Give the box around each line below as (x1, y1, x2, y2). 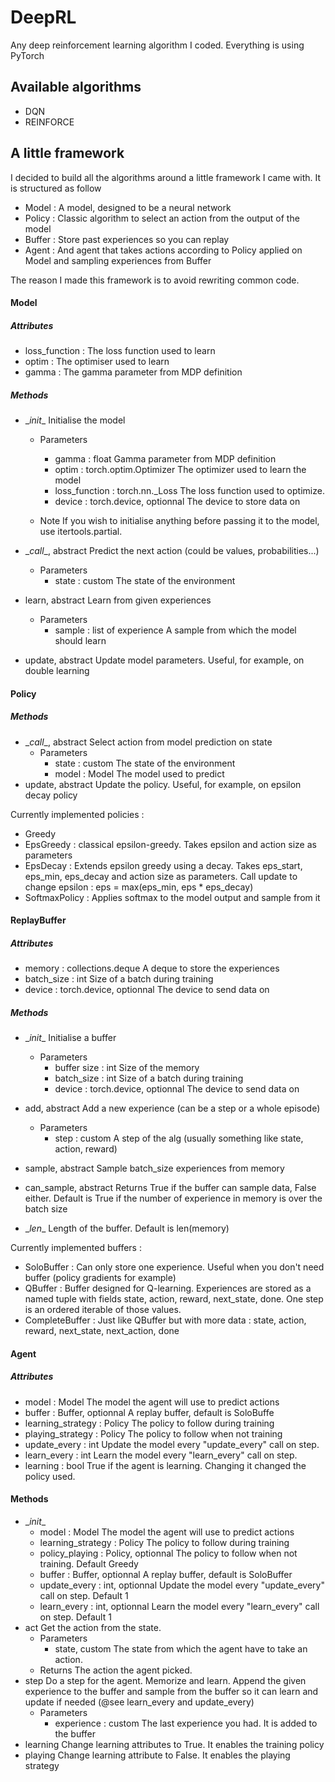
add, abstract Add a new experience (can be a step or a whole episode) (24, 1102, 321, 1115)
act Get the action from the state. (24, 1621, 162, 1633)
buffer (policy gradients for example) (24, 1272, 177, 1284)
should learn (54, 635, 107, 647)
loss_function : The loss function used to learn (24, 345, 216, 357)
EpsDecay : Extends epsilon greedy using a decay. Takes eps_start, (24, 859, 303, 871)
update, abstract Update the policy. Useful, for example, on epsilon (24, 778, 302, 790)
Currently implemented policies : (10, 808, 145, 820)
